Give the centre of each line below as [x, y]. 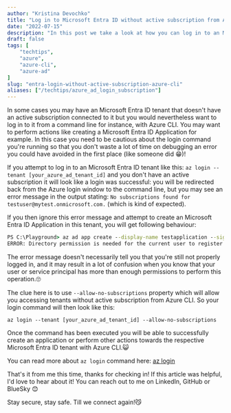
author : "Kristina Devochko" [49, 13]
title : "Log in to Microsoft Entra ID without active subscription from [113, 20]
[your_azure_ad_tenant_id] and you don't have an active [109, 175]
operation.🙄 [24, 279]
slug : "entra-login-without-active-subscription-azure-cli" [95, 84]
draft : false [26, 39]
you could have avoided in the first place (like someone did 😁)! [97, 154]
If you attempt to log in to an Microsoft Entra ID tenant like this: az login [109, 168]
